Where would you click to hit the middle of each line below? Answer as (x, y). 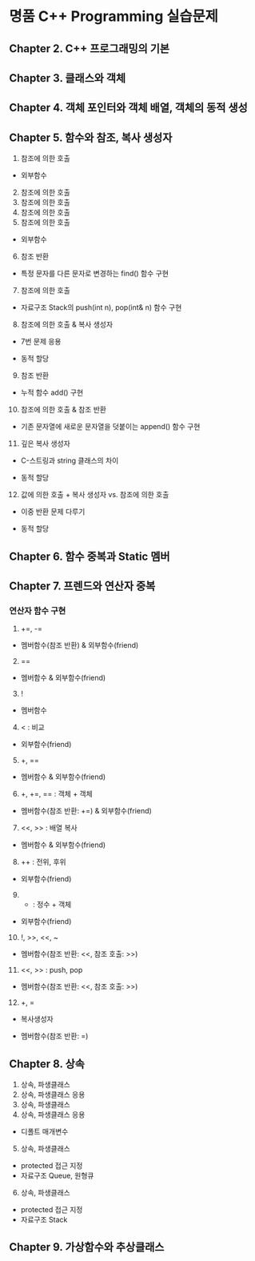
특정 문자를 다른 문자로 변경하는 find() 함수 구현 (94, 274)
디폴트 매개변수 (44, 1132)
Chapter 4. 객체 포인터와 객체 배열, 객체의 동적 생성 (129, 108)
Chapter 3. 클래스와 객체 (68, 78)
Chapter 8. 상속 (47, 1064)
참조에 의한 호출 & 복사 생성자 (67, 324)
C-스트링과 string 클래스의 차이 (70, 460)
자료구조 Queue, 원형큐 (57, 1176)
